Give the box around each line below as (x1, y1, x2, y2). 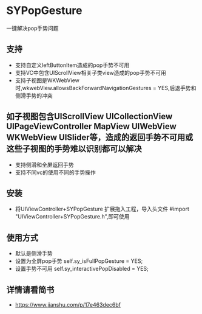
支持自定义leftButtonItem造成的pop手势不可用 (15, 61, 130, 69)
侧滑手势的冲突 (15, 92, 53, 99)
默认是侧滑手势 (15, 250, 53, 257)
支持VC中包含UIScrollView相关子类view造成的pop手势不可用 (15, 69, 167, 76)
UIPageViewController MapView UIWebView (6, 121, 177, 131)
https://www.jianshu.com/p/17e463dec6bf (15, 301, 121, 308)
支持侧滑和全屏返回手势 (15, 161, 74, 168)
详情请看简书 (6, 284, 55, 295)
